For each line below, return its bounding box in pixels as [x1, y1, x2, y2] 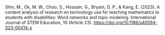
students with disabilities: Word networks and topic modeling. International [5, 15, 156, 20]
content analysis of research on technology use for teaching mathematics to [5, 9, 160, 15]
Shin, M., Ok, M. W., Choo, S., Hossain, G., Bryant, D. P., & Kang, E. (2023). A [5, 4, 160, 10]
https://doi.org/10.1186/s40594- [93, 19, 158, 25]
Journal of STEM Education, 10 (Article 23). [5, 19, 93, 25]
